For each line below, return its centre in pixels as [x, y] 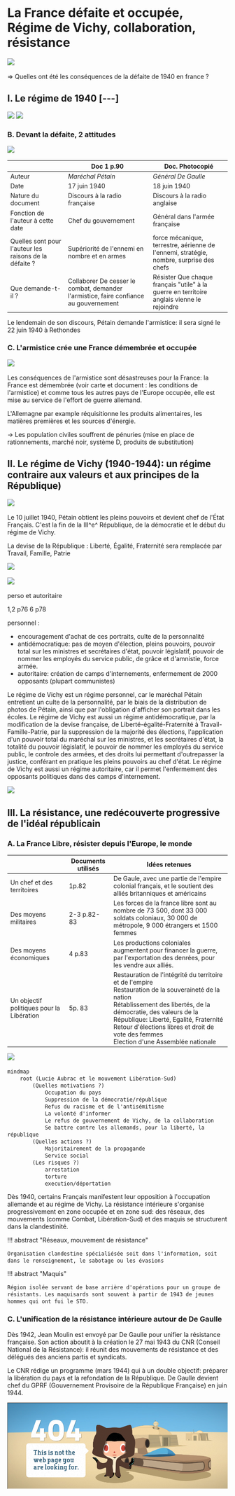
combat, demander [95, 288]
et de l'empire [133, 982]
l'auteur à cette [32, 220]
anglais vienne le [177, 300]
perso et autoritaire [35, 595]
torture [56, 1177]
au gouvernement [93, 303]
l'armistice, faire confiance [106, 296]
